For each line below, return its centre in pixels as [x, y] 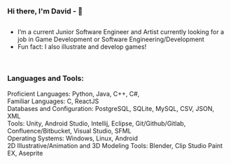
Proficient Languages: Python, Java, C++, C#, [73, 94]
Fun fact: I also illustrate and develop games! [82, 47]
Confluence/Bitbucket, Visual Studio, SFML [69, 131]
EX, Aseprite [25, 153]
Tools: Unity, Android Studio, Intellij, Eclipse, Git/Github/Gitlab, [97, 123]
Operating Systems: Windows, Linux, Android [73, 138]
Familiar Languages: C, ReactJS [53, 101]
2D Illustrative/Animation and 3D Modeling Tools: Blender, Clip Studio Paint [115, 145]
